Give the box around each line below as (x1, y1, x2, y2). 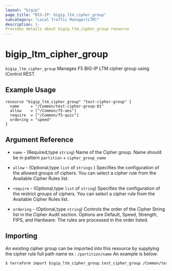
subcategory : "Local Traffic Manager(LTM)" (5, 17, 100, 22)
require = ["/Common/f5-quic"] (10, 112, 79, 118)
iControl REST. (5, 71, 36, 77)
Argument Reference (5, 135, 74, 144)
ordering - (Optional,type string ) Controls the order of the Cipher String (12, 206, 165, 212)
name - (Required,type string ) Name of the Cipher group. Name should (12, 149, 162, 155)
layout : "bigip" (5, 7, 40, 13)
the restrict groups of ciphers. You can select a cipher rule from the (12, 190, 155, 197)
